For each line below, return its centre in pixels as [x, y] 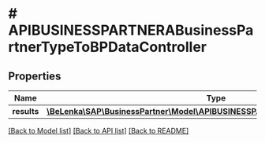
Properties [35, 76]
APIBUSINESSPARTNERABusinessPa [131, 30]
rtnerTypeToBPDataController [108, 47]
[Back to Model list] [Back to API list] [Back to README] [99, 131]
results [26, 111]
